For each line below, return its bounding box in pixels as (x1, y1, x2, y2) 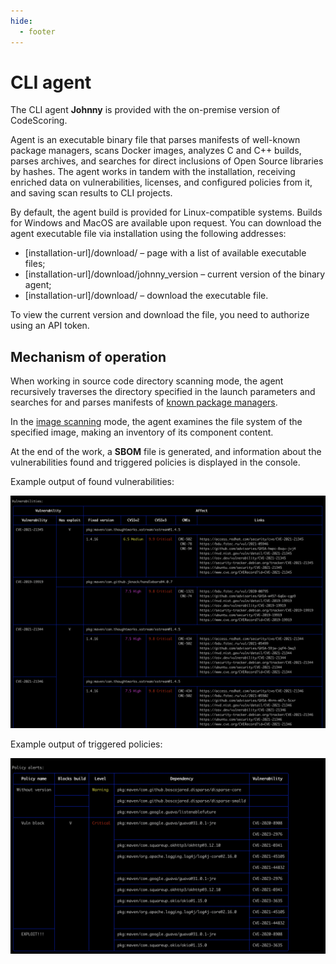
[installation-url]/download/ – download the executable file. (24, 290, 269, 302)
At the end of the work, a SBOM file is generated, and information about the (10, 446, 322, 458)
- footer (19, 26, 56, 37)
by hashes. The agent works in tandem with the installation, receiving (10, 166, 296, 178)
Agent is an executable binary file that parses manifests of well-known (10, 134, 301, 146)
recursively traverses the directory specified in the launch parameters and (10, 386, 316, 398)
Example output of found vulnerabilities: (10, 476, 175, 488)
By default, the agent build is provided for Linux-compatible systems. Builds (10, 206, 323, 219)
